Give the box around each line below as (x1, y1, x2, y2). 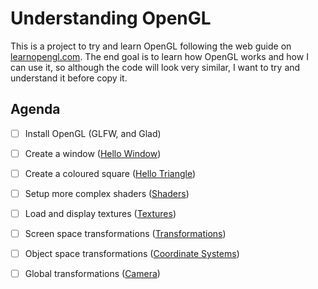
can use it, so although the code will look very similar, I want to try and (10, 61, 301, 73)
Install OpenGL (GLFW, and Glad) (24, 127, 162, 139)
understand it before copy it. (10, 72, 128, 84)
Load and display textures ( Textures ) (24, 208, 177, 219)
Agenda (10, 101, 61, 118)
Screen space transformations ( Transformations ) (24, 228, 227, 240)
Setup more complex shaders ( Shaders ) (24, 187, 190, 199)
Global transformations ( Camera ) (24, 268, 161, 280)
